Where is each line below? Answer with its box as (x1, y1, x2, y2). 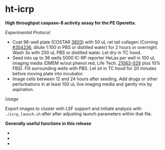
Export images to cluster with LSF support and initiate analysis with (5, 105, 142, 111)
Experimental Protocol (5, 29, 50, 35)
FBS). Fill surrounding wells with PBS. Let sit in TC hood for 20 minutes (12, 65, 157, 71)
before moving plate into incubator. (12, 70, 84, 76)
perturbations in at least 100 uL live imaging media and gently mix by (12, 81, 152, 87)
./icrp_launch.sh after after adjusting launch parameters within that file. (5, 110, 152, 117)
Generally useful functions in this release (5, 120, 91, 126)
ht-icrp (5, 3, 35, 15)
